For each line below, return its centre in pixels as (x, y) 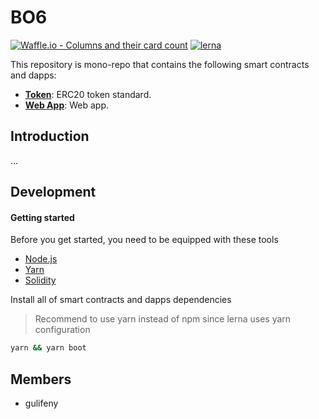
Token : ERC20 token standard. (88, 94)
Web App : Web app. (66, 105)
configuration (62, 330)
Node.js (41, 259)
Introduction (50, 136)
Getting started (42, 217)
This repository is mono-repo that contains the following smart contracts (160, 64)
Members (41, 379)
